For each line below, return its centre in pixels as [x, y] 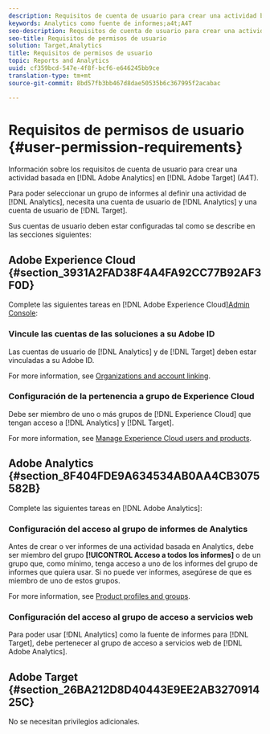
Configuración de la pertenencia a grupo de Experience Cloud [131, 397]
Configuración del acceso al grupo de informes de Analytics [128, 529]
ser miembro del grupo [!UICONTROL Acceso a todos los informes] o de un [135, 555]
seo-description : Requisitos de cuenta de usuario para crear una [122, 31]
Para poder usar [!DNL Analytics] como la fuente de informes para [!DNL [129, 635]
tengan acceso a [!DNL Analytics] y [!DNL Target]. [91, 423]
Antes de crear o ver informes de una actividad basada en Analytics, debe [131, 546]
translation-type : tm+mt [50, 76]
